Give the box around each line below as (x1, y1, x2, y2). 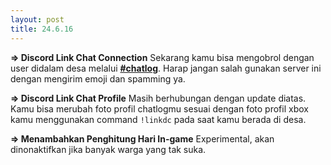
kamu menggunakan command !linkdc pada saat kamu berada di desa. (10, 113, 307, 125)
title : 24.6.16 (10, 24, 74, 34)
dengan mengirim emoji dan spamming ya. (10, 72, 186, 85)
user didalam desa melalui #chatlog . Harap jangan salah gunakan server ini (10, 62, 322, 74)
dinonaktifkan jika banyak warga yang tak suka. (10, 143, 207, 155)
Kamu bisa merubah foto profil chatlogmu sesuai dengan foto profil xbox (10, 102, 309, 115)
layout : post (10, 14, 65, 25)
